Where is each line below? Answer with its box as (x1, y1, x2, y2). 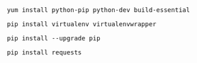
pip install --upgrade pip (6, 35, 101, 42)
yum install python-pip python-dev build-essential (6, 6, 191, 13)
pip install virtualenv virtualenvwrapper (6, 21, 157, 28)
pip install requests (6, 49, 82, 56)
